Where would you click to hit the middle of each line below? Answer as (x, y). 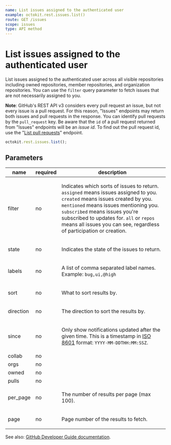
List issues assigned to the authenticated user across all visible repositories (84, 79)
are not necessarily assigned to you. (43, 96)
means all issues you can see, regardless (110, 224)
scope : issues (20, 24)
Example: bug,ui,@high (89, 274)
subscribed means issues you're (100, 212)
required (46, 172)
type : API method (24, 29)
